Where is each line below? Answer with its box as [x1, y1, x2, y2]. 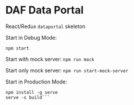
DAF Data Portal [5, 3, 84, 17]
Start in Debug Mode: [5, 34, 57, 41]
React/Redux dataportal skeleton [5, 23, 86, 30]
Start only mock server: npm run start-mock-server [5, 66, 129, 73]
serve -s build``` [5, 94, 50, 100]
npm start [5, 45, 30, 51]
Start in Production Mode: [5, 78, 68, 85]
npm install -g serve [5, 89, 58, 95]
